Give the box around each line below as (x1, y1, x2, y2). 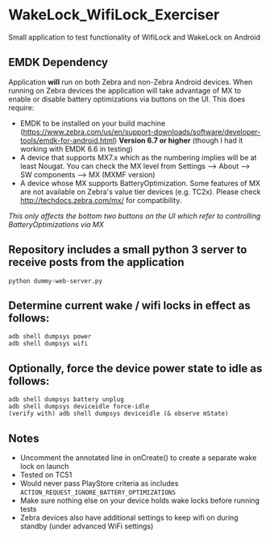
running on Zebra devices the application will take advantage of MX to (8, 85, 242, 95)
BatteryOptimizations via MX (8, 219, 105, 229)
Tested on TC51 (19, 470, 73, 479)
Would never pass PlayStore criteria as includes (19, 479, 179, 488)
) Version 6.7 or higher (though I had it (114, 135, 243, 145)
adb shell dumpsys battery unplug (8, 396, 125, 404)
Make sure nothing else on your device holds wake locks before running (19, 495, 260, 505)
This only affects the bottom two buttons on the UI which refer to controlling (8, 211, 261, 221)
